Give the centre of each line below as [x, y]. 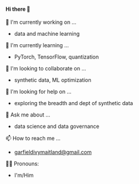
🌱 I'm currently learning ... [37, 45]
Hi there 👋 [18, 9]
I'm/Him [24, 175]
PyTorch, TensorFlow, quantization [56, 57]
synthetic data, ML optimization [53, 80]
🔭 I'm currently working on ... [41, 22]
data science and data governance [57, 127]
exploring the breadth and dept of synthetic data [73, 103]
